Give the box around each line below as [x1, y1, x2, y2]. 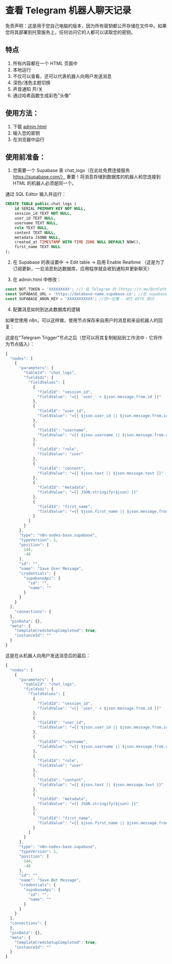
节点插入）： [9, 341, 35, 347]
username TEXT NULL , [14, 220, 58, 226]
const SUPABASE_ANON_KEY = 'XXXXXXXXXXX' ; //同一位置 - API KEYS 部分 [5, 296, 155, 301]
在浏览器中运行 [12, 136, 45, 142]
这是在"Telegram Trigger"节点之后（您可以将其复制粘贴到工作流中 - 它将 [5, 335, 158, 341]
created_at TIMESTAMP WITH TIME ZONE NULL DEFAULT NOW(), [14, 239, 141, 245]
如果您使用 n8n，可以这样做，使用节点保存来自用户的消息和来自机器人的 [5, 317, 159, 323]
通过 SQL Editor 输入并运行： [5, 191, 67, 197]
